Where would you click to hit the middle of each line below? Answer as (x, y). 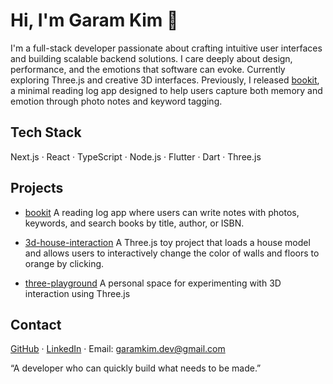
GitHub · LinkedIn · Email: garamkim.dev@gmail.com (118, 349)
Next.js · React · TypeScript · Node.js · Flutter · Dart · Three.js (136, 156)
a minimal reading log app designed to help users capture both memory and (166, 90)
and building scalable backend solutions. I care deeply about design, (151, 58)
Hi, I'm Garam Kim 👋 (94, 20)
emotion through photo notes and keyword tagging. (116, 101)
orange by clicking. (64, 263)
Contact (36, 324)
